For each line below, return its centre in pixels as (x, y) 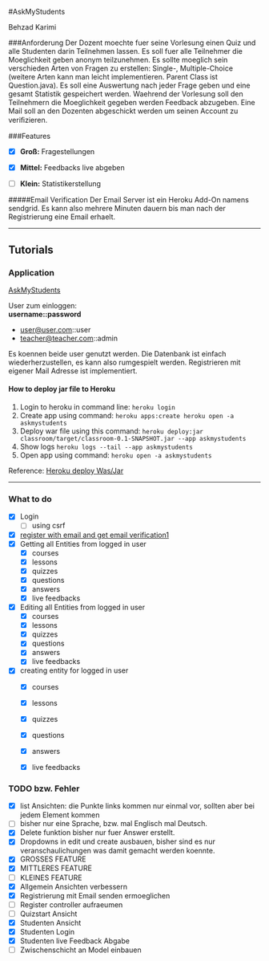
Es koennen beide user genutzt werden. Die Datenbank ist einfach (117, 353)
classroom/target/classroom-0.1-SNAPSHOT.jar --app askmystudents (133, 439)
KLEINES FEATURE (51, 878)
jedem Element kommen (60, 815)
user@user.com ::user (55, 329)
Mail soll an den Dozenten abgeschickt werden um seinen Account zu (123, 111)
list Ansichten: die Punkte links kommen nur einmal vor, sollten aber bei (137, 806)
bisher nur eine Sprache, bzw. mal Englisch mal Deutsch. (114, 824)
